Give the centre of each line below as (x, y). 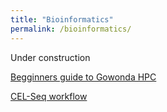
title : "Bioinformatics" (62, 19)
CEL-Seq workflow (49, 96)
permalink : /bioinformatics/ (71, 29)
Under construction (50, 57)
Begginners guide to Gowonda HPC (83, 77)
